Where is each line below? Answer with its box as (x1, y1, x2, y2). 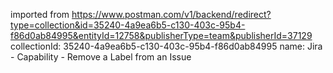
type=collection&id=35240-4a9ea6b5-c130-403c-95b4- (10, 19, 246, 31)
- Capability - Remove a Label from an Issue (10, 51, 192, 63)
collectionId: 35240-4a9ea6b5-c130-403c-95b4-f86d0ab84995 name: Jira (10, 40, 323, 52)
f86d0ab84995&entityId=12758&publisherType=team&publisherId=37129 (10, 30, 313, 41)
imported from (10, 9, 70, 20)
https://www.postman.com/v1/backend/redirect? (71, 9, 272, 20)
